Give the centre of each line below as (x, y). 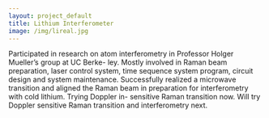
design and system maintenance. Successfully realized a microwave (122, 80)
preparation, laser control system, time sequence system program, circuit (131, 71)
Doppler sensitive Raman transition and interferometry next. (108, 105)
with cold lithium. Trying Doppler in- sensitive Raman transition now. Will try (134, 97)
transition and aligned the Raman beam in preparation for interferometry (128, 88)
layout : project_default (50, 16)
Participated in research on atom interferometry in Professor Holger (121, 54)
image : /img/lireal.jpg (49, 31)
